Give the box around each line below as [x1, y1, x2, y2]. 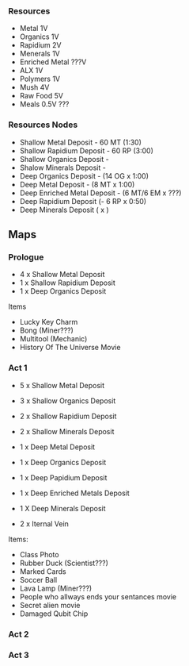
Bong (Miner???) [19, 325, 74, 335]
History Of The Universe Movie [19, 343, 121, 352]
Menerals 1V [19, 49, 61, 59]
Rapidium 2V [19, 40, 62, 50]
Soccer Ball [19, 575, 58, 584]
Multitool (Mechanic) [19, 334, 88, 344]
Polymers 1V [19, 74, 61, 84]
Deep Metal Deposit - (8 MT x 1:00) [19, 179, 135, 189]
